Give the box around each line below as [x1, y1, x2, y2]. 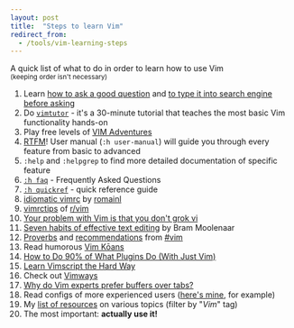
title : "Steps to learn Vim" [10, 22, 124, 31]
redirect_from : [10, 30, 68, 39]
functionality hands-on [23, 117, 108, 128]
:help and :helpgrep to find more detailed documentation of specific [23, 155, 278, 167]
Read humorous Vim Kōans [23, 241, 124, 252]
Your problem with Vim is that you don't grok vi [23, 213, 198, 223]
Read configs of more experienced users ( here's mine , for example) [23, 289, 276, 300]
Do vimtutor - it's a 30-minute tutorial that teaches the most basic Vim [23, 107, 286, 118]
